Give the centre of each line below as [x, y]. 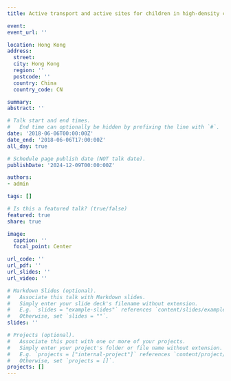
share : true [24, 221]
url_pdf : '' [24, 265]
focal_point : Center [43, 247]
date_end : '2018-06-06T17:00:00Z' [57, 140]
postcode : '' [32, 76]
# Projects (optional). [41, 335]
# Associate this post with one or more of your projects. [97, 341]
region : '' [29, 70]
